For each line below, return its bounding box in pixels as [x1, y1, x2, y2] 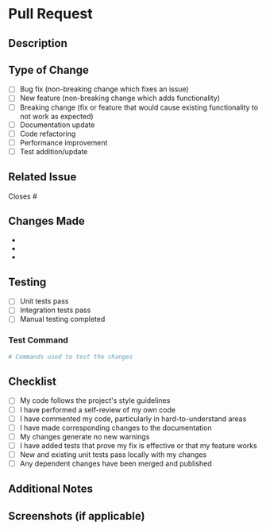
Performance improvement [19, 137, 108, 147]
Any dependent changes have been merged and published [19, 458, 212, 468]
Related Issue [8, 170, 77, 184]
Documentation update [19, 120, 95, 130]
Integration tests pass [19, 305, 91, 315]
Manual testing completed [19, 315, 106, 324]
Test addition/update [19, 146, 88, 156]
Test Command [8, 335, 69, 346]
